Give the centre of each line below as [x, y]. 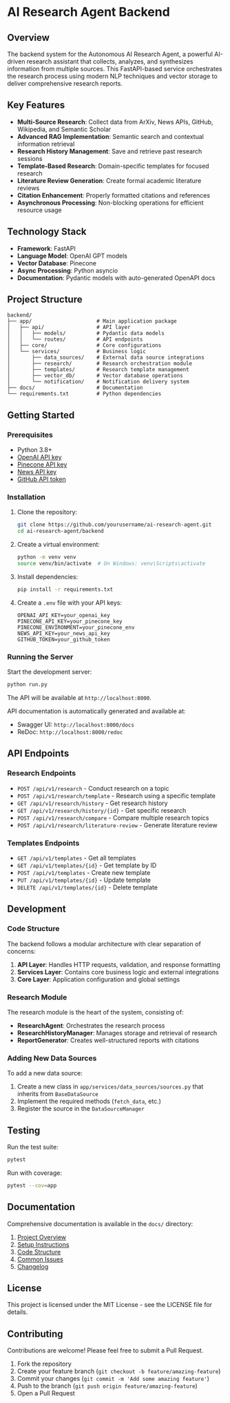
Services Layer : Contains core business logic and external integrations [118, 972]
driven [16, 62]
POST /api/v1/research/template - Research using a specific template [116, 795]
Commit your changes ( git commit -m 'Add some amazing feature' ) [113, 1379]
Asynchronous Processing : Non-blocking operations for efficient [110, 203]
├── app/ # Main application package [92, 321]
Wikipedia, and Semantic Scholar [64, 129]
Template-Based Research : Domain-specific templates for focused [113, 166]
